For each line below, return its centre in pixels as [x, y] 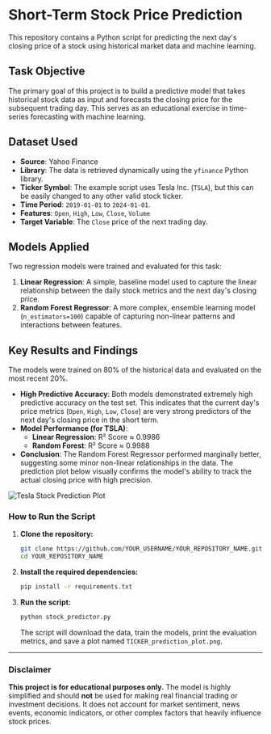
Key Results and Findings [73, 350]
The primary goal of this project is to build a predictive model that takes [127, 91]
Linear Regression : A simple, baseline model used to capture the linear [138, 282]
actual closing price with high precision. [86, 480]
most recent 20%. [38, 378]
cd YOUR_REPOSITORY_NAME [62, 557]
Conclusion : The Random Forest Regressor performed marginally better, [141, 454]
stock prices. [30, 722]
